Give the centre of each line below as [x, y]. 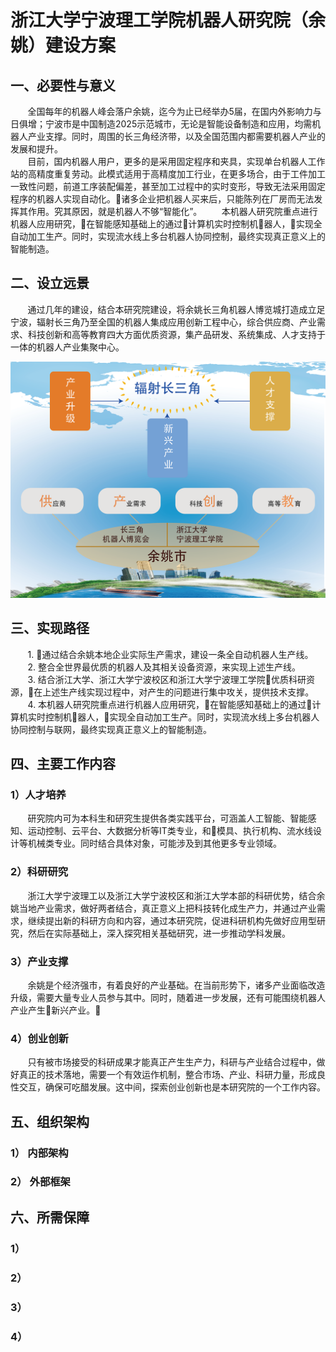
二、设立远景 [50, 283]
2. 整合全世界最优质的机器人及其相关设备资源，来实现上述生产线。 [164, 667]
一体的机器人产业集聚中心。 [67, 347]
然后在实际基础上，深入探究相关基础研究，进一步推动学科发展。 [159, 933]
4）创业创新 [39, 1038]
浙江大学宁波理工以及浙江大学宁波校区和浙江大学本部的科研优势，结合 [172, 895]
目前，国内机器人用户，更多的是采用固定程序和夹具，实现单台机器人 [167, 161]
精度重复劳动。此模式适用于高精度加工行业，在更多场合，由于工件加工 [181, 174]
